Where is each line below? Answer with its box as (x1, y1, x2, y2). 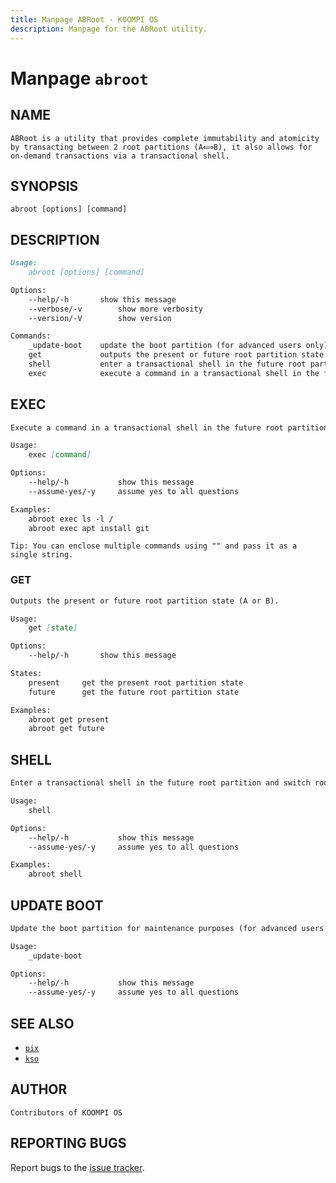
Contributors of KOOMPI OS (10, 1107, 123, 1118)
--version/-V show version (28, 313, 172, 323)
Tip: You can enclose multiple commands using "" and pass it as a (10, 541, 298, 551)
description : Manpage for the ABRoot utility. (10, 24, 208, 34)
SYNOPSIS (10, 177, 79, 195)
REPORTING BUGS (10, 1135, 127, 1152)
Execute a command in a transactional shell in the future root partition (10, 422, 329, 433)
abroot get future (28, 724, 105, 734)
